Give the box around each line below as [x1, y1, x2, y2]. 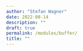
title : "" [6, 36, 31, 42]
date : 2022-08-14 [6, 14, 49, 20]
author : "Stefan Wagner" [6, 8, 67, 15]
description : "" [6, 19, 46, 25]
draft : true [6, 25, 35, 31]
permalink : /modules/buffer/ [6, 30, 78, 36]
